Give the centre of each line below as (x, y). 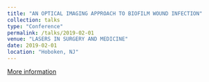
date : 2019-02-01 (32, 45)
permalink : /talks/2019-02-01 (51, 33)
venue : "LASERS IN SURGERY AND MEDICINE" (68, 39)
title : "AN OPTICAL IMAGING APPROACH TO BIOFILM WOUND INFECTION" (105, 13)
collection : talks (34, 20)
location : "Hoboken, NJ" (43, 52)
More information (32, 71)
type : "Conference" (35, 26)
